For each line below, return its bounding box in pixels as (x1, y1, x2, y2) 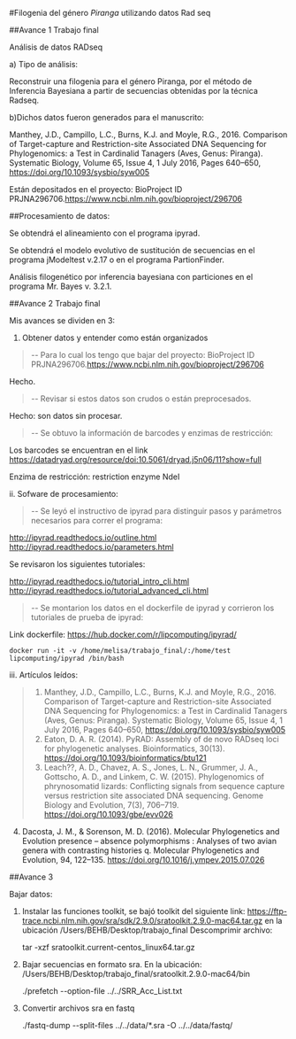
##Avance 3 (9, 872, 54, 882)
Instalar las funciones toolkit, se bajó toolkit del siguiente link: (21, 906, 246, 916)
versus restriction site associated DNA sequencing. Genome (43, 790, 263, 801)
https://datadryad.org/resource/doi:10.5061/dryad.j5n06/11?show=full (9, 454, 262, 464)
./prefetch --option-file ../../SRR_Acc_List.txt (21, 986, 183, 996)
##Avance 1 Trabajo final (9, 25, 99, 35)
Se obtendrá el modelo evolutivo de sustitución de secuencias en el (9, 245, 255, 255)
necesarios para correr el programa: (30, 516, 163, 525)
